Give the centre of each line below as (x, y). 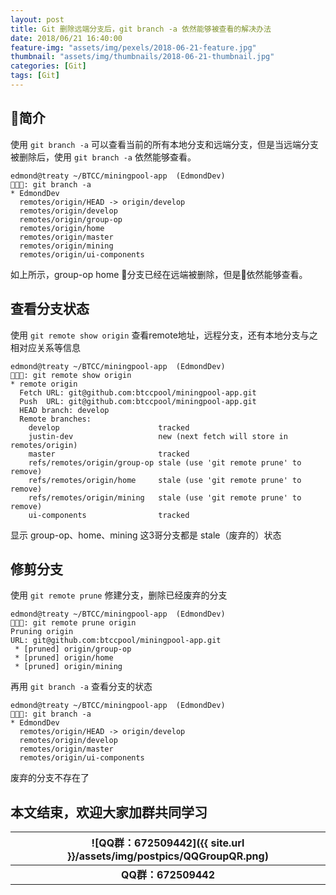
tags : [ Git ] (35, 76)
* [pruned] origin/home (64, 658)
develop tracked (109, 427)
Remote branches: (55, 419)
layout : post (37, 19)
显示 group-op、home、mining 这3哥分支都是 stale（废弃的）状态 (146, 535)
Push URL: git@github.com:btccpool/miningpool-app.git (138, 401)
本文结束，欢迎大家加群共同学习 (109, 812)
